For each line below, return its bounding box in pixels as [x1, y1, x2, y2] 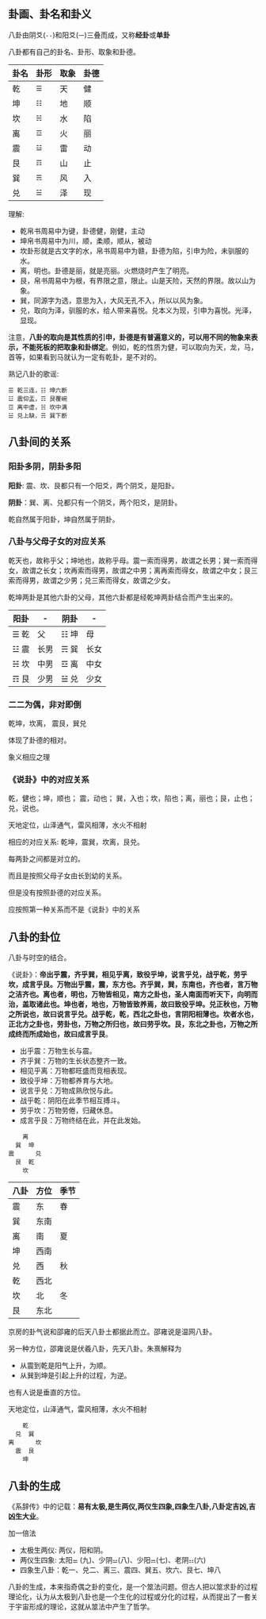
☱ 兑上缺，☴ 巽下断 [8, 411, 67, 419]
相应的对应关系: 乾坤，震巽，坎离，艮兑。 [8, 837, 144, 847]
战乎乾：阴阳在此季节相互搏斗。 [19, 1096, 124, 1105]
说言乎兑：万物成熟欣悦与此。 [19, 1086, 117, 1096]
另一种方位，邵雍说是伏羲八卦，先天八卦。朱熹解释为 [8, 1344, 182, 1354]
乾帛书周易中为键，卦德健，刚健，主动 [19, 226, 145, 236]
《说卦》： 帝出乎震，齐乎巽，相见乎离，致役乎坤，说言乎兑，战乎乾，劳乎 [8, 969, 248, 979]
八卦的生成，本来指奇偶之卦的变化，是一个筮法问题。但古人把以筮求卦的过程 [8, 1582, 258, 1592]
